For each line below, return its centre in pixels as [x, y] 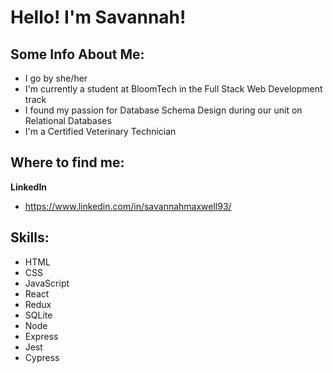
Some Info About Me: [77, 54]
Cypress [42, 357]
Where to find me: [67, 162]
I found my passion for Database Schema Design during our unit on [163, 110]
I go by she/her [56, 78]
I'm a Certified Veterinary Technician [100, 131]
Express [41, 336]
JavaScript [47, 283]
